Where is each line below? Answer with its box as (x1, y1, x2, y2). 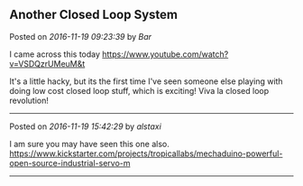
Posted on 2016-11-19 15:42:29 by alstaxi (9, 121, 162, 132)
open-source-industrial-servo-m (9, 157, 131, 168)
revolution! (9, 95, 50, 106)
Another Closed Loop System (9, 7, 179, 23)
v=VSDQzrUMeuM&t (9, 58, 86, 69)
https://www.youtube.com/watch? (102, 49, 229, 60)
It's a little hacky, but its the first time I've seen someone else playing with (9, 76, 283, 87)
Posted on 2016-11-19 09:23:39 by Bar (9, 31, 151, 42)
